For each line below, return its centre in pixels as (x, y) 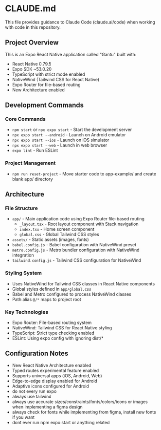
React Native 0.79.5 (32, 64)
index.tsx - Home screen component (57, 229)
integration (23, 255)
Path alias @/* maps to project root (46, 299)
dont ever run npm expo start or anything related (61, 422)
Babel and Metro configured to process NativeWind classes (72, 294)
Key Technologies (27, 312)
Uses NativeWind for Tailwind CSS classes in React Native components (83, 283)
